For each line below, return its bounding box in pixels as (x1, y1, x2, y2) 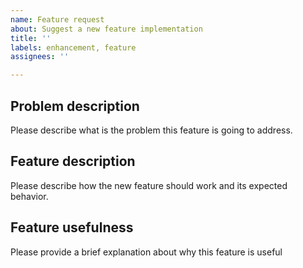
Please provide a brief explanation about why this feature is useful (10, 246, 283, 258)
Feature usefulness (10, 219, 134, 236)
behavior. (10, 190, 49, 202)
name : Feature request (10, 14, 105, 25)
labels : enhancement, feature (10, 42, 137, 53)
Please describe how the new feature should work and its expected (10, 179, 288, 191)
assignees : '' (10, 52, 70, 62)
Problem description (10, 97, 140, 115)
